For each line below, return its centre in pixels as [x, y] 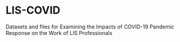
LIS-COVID [33, 10]
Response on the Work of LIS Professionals [59, 33]
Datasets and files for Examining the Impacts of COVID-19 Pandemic [90, 27]
